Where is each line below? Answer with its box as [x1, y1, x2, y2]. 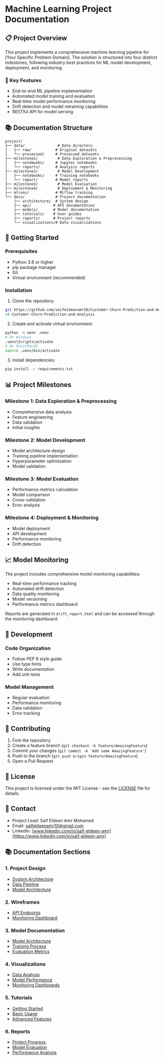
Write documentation [12, 666, 55, 672]
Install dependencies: [12, 357, 56, 363]
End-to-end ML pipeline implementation [12, 88, 93, 94]
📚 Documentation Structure [5, 124, 93, 132]
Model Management [5, 684, 54, 690]
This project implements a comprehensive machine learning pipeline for [5, 49, 149, 55]
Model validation [12, 463, 46, 469]
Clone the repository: [12, 298, 55, 304]
